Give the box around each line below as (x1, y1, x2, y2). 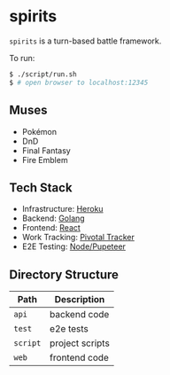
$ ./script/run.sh (9, 69, 77, 79)
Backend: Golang (21, 213, 86, 223)
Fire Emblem (21, 154, 68, 165)
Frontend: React (21, 223, 81, 233)
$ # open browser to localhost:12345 (9, 78, 149, 87)
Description (54, 293, 105, 306)
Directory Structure (9, 267, 120, 282)
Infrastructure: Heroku (21, 204, 104, 215)
